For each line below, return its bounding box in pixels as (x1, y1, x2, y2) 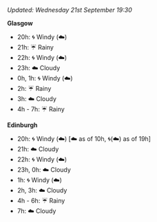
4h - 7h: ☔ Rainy (17, 105, 65, 113)
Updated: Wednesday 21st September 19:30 (7, 6, 132, 14)
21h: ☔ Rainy (17, 43, 54, 51)
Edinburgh (7, 121, 38, 129)
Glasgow (7, 19, 33, 27)
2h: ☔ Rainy (17, 85, 52, 92)
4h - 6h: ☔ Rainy (17, 197, 65, 205)
